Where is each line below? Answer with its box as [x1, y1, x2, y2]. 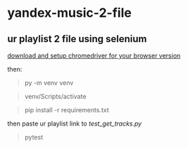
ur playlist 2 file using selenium [7, 33, 147, 45]
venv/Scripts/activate [24, 93, 87, 100]
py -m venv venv [24, 79, 74, 87]
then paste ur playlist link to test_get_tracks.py [7, 119, 142, 128]
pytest [24, 133, 44, 141]
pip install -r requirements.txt [24, 106, 109, 114]
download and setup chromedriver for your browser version [7, 51, 181, 60]
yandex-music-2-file [7, 5, 132, 21]
